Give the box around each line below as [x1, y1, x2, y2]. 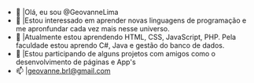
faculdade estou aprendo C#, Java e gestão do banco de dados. [15, 41, 225, 50]
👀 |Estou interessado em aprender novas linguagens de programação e [15, 16, 247, 25]
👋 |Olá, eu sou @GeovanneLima [15, 8, 119, 16]
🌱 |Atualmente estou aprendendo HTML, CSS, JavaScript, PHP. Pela [15, 32, 237, 41]
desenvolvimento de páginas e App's [15, 57, 136, 67]
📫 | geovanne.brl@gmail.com [15, 67, 111, 75]
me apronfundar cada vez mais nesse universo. [15, 24, 171, 33]
